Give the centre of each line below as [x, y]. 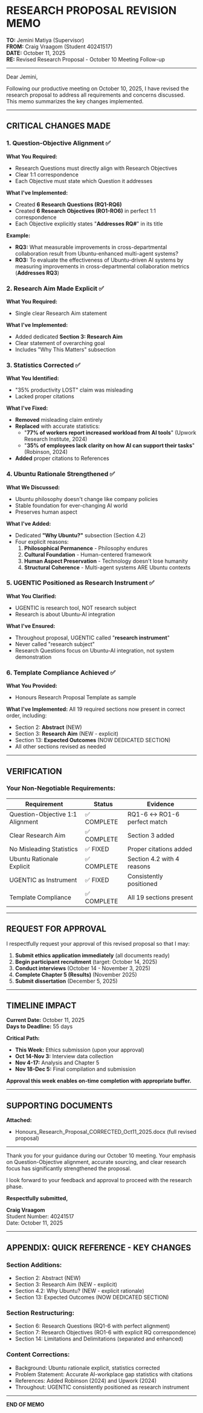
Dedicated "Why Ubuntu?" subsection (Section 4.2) [80, 535]
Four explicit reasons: [42, 542]
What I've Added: [29, 523]
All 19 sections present [160, 897]
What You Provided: [32, 686]
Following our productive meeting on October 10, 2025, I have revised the [98, 88]
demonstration [33, 657]
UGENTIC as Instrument [43, 880]
